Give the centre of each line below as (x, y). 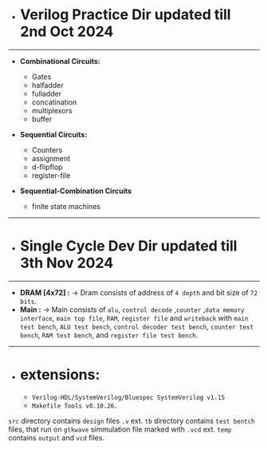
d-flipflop (47, 167)
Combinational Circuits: (60, 61)
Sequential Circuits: (53, 134)
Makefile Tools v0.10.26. (75, 406)
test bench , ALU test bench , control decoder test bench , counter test (136, 326)
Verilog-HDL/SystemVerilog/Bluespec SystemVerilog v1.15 (128, 397)
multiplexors (52, 110)
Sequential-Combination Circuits (76, 191)
